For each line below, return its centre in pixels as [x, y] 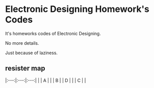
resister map [25, 68]
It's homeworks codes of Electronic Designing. [53, 33]
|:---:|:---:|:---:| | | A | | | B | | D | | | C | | [46, 80]
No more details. [22, 43]
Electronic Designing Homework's [77, 9]
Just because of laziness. [31, 53]
